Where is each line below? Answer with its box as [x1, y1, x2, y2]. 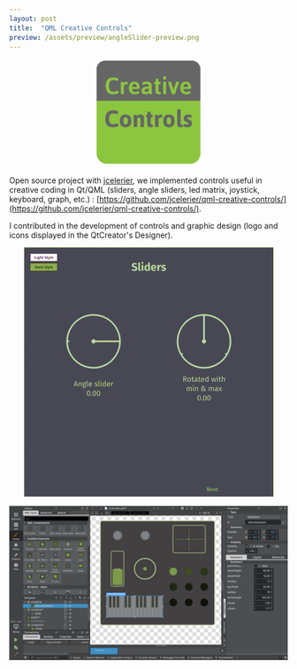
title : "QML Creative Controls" [9, 23, 133, 33]
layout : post [9, 14, 57, 23]
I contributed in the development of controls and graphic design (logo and [9, 220, 278, 231]
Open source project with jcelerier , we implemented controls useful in [9, 175, 263, 186]
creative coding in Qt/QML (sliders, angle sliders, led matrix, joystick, [9, 184, 261, 194]
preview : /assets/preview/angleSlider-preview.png [9, 33, 200, 42]
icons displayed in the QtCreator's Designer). [9, 230, 173, 240]
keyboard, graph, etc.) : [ [9, 194, 100, 204]
